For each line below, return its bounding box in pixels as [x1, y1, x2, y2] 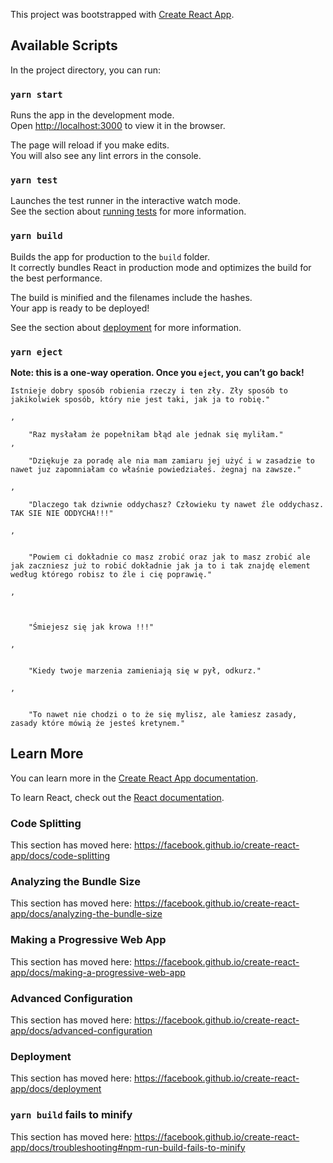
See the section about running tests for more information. [10, 205, 247, 218]
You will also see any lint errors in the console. [10, 150, 202, 162]
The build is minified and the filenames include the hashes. [10, 291, 253, 303]
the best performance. [10, 272, 103, 284]
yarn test [10, 175, 58, 186]
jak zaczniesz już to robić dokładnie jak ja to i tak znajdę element [10, 561, 311, 571]
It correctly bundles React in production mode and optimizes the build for [10, 261, 312, 273]
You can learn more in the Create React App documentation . [10, 772, 259, 784]
